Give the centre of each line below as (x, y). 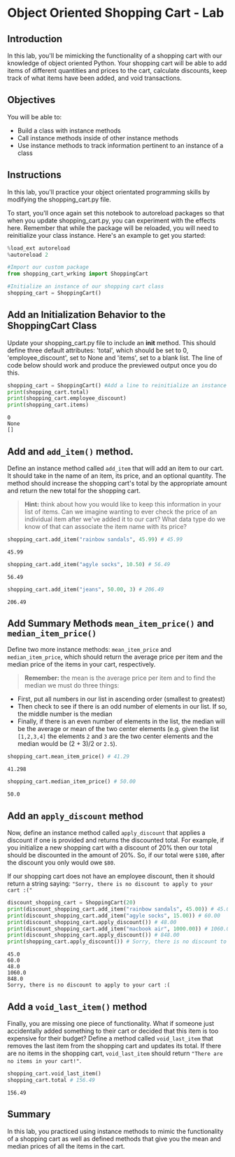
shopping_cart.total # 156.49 (51, 1080)
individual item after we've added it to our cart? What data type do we (125, 519)
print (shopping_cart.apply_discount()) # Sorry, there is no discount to (117, 942)
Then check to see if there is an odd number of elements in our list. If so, (122, 707)
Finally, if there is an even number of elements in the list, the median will (121, 721)
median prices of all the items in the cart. (66, 1146)
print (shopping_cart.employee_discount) (67, 399)
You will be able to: (35, 116)
